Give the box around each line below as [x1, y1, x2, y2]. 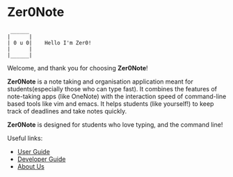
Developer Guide [17, 155, 66, 163]
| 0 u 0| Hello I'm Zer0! [7, 39, 92, 46]
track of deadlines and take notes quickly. [7, 107, 127, 115]
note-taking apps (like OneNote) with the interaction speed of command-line [7, 92, 227, 100]
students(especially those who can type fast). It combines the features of [7, 84, 218, 93]
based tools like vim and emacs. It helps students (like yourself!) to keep [7, 99, 214, 108]
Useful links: [7, 134, 43, 142]
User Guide [17, 147, 50, 155]
